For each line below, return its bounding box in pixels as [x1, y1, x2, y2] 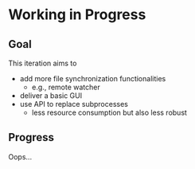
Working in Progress [8, 6, 146, 24]
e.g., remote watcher [31, 82, 101, 92]
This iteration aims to [8, 58, 77, 68]
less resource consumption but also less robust [31, 108, 187, 117]
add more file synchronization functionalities [19, 74, 166, 83]
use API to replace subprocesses [19, 100, 129, 108]
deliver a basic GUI [19, 91, 82, 100]
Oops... [8, 151, 33, 161]
